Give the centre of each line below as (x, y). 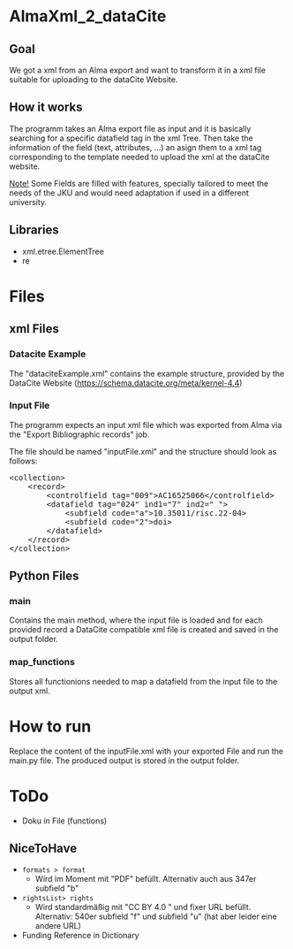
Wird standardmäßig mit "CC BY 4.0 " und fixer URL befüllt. (143, 907)
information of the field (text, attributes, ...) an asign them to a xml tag (135, 147)
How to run (50, 726)
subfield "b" (57, 888)
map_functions (42, 662)
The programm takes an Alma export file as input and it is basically (130, 128)
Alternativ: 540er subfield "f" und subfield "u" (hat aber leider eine (156, 916)
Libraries (34, 230)
